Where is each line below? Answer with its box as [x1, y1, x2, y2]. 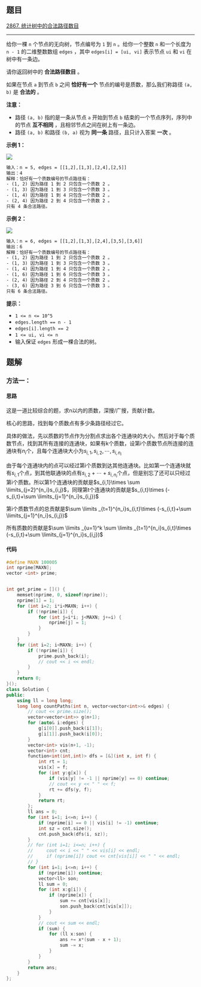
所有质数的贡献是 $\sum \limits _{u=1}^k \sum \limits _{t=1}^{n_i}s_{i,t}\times [6, 525, 191, 532]
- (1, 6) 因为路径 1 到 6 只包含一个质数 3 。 [6, 272, 112, 278]
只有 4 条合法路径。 [6, 203, 50, 209]
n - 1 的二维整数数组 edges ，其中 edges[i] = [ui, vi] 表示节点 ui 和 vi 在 [6, 48, 192, 55]
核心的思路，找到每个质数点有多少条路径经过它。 [6, 420, 127, 427]
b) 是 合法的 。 [6, 88, 43, 95]
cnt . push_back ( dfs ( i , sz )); [38, 831, 109, 837]
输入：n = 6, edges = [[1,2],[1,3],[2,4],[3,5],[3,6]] [6, 238, 143, 244]
